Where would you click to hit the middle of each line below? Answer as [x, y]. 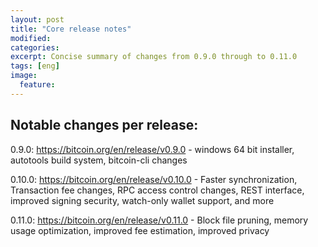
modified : [31, 38]
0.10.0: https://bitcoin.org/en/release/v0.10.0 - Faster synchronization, [154, 179]
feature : [37, 85]
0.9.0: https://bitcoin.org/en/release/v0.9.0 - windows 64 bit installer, [152, 149]
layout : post [37, 19]
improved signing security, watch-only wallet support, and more [142, 200]
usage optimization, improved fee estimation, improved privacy [140, 230]
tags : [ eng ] [35, 66]
